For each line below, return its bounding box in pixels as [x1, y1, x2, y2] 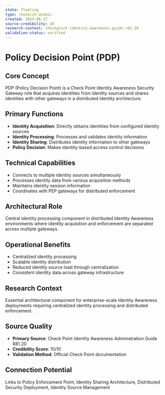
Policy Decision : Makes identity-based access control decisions [12, 144, 144, 150]
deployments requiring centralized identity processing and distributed [5, 302, 148, 309]
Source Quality [5, 322, 53, 331]
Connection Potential [5, 366, 72, 374]
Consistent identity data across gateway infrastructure [12, 269, 124, 275]
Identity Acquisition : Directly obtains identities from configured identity [12, 123, 160, 129]
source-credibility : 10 [5, 21, 55, 26]
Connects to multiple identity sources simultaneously [12, 172, 121, 178]
